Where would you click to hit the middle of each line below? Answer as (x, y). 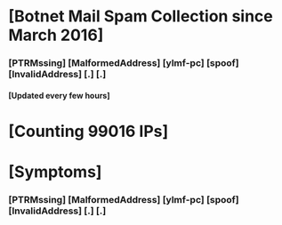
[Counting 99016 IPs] (89, 131)
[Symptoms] (55, 172)
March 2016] (56, 35)
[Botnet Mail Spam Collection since (141, 16)
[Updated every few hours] (59, 95)
